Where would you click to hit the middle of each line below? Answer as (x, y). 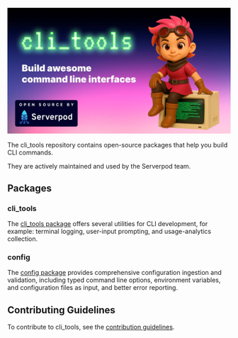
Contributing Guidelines (61, 310)
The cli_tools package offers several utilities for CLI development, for (108, 224)
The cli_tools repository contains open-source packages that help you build (118, 145)
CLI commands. (30, 152)
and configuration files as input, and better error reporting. (93, 288)
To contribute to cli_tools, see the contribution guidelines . (91, 327)
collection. (23, 239)
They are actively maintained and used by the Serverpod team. (99, 166)
